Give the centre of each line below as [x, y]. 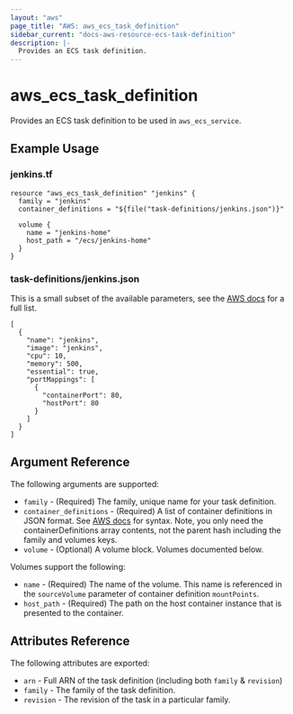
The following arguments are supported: [85, 484]
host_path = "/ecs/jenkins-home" [89, 240]
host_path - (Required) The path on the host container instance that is [152, 603]
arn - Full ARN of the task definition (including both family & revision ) [153, 680]
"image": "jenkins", [65, 348]
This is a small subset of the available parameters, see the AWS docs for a [147, 299]
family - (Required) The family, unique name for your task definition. [150, 502]
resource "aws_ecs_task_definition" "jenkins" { [103, 193]
